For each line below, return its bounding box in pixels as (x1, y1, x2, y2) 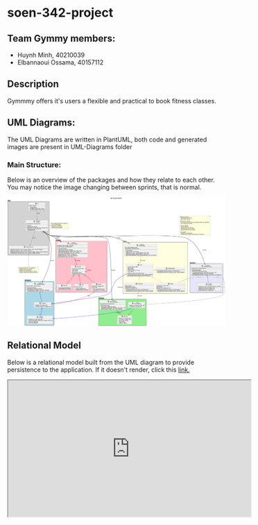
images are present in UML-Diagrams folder (7, 142, 132, 150)
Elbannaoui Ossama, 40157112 (17, 58, 104, 67)
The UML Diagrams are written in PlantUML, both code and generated (7, 135, 207, 144)
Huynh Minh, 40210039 (17, 51, 85, 59)
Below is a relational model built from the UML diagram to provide (7, 358, 195, 366)
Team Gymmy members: (7, 33, 116, 44)
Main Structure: (7, 160, 62, 169)
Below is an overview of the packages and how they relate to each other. (7, 175, 215, 184)
